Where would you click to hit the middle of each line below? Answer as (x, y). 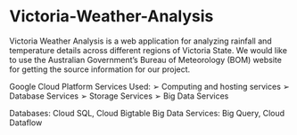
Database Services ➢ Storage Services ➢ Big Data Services (119, 96)
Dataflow (26, 123)
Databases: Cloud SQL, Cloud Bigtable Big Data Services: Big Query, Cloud (147, 113)
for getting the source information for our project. (100, 69)
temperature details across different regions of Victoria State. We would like (148, 50)
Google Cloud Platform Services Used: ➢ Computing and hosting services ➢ (149, 86)
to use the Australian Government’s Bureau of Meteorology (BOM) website (146, 60)
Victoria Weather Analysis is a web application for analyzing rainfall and (140, 41)
